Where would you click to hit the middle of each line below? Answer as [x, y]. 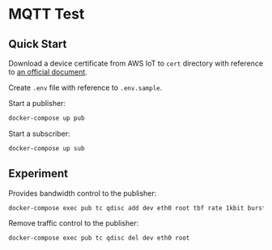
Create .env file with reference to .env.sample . [85, 87]
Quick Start [38, 44]
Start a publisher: [37, 103]
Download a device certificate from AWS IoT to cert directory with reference [136, 63]
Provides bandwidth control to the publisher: [83, 193]
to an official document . [48, 72]
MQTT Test [47, 14]
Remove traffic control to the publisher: [74, 223]
